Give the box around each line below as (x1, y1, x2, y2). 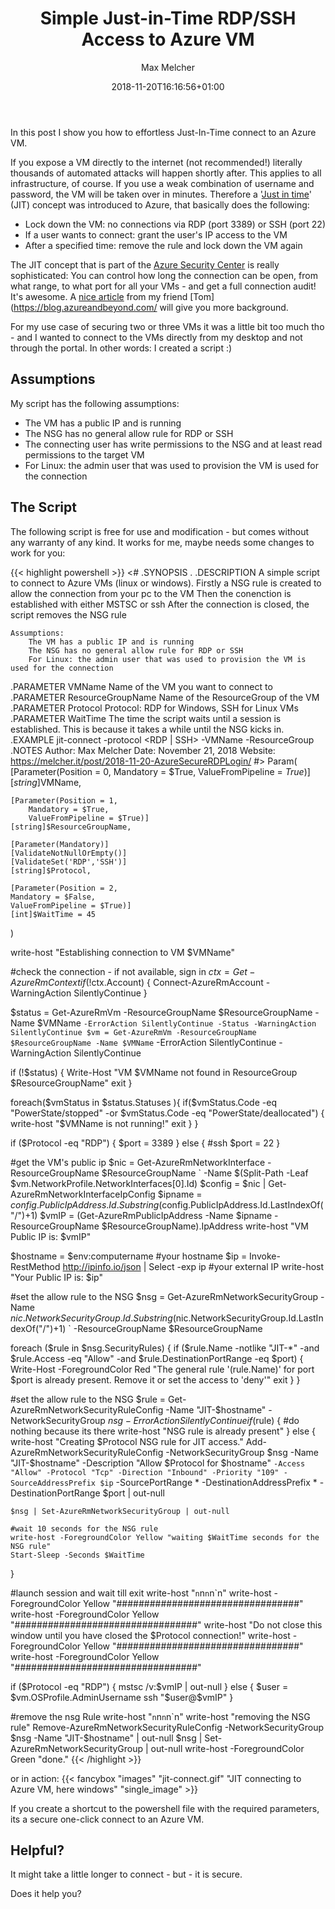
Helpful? (10, 1842, 65, 1859)
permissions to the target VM (24, 448, 145, 461)
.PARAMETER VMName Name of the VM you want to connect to (10, 680, 273, 692)
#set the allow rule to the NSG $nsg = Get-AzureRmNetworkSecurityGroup (10, 1290, 319, 1302)
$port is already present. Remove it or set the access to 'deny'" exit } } (10, 1373, 301, 1386)
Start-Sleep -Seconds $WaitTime (10, 1550, 145, 1560)
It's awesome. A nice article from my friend (10, 290, 188, 302)
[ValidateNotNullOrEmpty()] (10, 848, 128, 858)
